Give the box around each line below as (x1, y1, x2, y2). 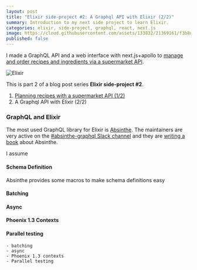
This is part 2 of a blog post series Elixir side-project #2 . (6, 81, 144, 88)
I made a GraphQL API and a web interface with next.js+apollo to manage (6, 52, 184, 59)
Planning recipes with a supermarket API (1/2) (14, 92, 125, 99)
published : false (6, 36, 49, 42)
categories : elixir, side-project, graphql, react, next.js (6, 25, 157, 31)
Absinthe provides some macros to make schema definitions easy (6, 176, 165, 183)
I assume (6, 150, 28, 157)
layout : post (6, 8, 38, 15)
